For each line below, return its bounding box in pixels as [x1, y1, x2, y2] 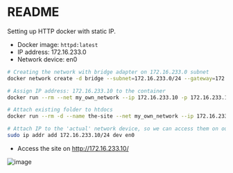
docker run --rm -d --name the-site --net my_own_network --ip [7, 113, 194, 120]
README [7, 4, 60, 20]
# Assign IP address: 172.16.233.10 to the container [7, 87, 166, 94]
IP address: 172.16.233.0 [17, 48, 87, 56]
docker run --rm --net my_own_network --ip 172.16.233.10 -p [7, 94, 188, 101]
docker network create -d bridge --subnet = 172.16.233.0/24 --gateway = [7, 75, 216, 82]
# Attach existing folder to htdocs [7, 107, 113, 113]
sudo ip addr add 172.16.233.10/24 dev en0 [7, 132, 135, 139]
